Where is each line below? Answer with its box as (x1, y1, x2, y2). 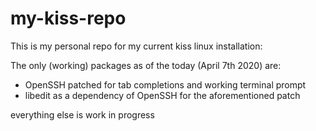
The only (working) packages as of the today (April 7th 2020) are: (10, 59, 282, 71)
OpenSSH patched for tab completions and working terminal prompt (24, 78, 307, 91)
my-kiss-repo (10, 7, 127, 30)
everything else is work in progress (10, 108, 155, 121)
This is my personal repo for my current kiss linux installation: (10, 40, 263, 52)
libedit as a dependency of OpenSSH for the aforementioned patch (24, 89, 301, 101)
